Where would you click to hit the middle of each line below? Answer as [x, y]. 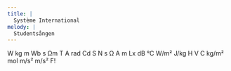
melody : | [22, 27]
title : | [20, 14]
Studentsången [34, 33]
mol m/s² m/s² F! [32, 61]
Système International [47, 20]
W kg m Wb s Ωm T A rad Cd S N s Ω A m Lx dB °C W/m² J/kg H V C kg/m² [116, 53]
